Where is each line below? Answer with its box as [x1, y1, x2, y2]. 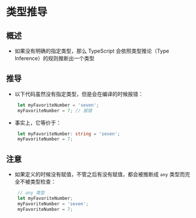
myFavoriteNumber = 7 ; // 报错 [17, 107, 92, 114]
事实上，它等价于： [14, 119, 62, 126]
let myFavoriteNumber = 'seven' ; [17, 102, 99, 108]
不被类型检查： [19, 178, 56, 186]
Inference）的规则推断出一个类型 [14, 55, 95, 62]
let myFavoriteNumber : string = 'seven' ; [17, 131, 120, 137]
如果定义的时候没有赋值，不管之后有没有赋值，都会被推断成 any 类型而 [14, 171, 185, 178]
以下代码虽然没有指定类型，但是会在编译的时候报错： [14, 90, 144, 97]
